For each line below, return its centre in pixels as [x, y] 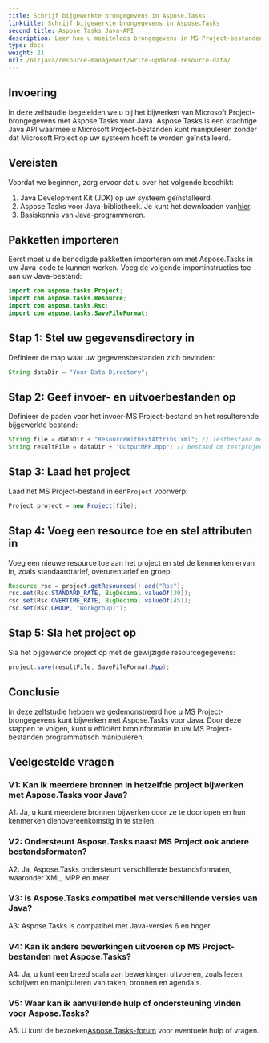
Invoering [33, 93]
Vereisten [33, 163]
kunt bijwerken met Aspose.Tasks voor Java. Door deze [149, 720]
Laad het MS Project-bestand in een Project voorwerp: [98, 491]
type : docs [26, 46]
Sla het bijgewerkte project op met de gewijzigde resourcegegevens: [122, 652]
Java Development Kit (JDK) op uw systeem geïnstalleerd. [116, 198]
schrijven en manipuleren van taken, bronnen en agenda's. [105, 983]
